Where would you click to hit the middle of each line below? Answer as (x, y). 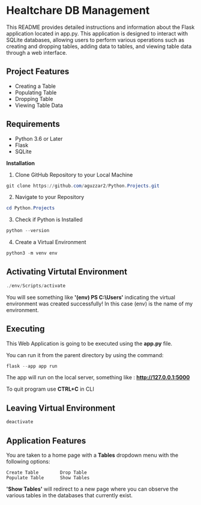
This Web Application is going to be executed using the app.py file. (89, 343)
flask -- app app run (32, 366)
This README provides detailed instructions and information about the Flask (100, 27)
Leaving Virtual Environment (61, 408)
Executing (25, 329)
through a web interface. (37, 52)
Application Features (46, 440)
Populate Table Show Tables (48, 478)
